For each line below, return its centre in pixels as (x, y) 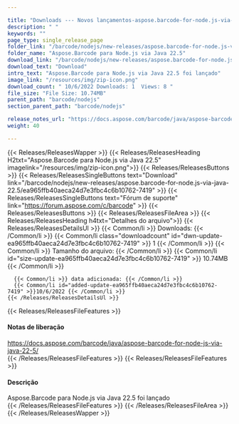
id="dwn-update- (197, 235)
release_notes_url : (36, 119)
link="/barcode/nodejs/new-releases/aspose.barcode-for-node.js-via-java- (118, 182)
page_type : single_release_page (55, 40)
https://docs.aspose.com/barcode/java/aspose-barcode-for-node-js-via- (115, 343)
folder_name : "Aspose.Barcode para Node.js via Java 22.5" (97, 53)
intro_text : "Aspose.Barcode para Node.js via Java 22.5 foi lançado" (114, 73)
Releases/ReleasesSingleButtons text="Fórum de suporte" (93, 197)
